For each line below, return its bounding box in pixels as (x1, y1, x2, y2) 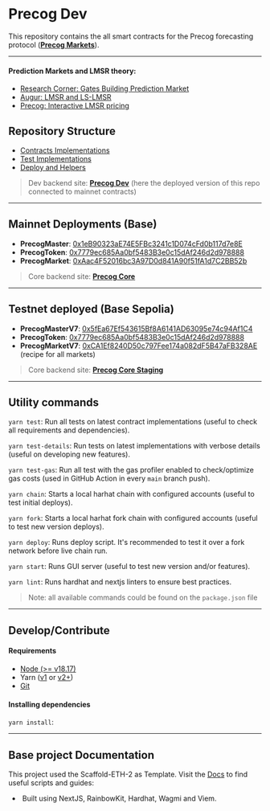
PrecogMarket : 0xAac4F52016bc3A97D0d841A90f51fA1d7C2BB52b (19, 256, 247, 265)
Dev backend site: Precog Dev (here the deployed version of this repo (27, 178, 260, 187)
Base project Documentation (8, 748, 155, 762)
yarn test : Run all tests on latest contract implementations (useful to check (8, 417, 258, 427)
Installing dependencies (8, 699, 91, 709)
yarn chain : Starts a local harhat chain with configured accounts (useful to (8, 489, 255, 499)
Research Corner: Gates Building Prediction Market (19, 84, 190, 93)
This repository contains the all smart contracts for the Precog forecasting (8, 31, 254, 41)
